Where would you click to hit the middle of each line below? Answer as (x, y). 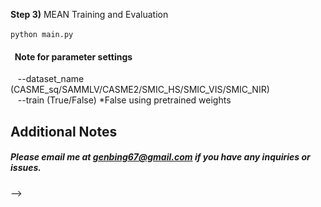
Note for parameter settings (73, 56)
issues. (26, 168)
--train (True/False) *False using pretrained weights (124, 100)
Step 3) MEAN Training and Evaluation (89, 14)
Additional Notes (64, 131)
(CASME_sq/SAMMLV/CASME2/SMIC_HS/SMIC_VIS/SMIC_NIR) (140, 90)
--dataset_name (51, 79)
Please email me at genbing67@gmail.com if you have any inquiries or (160, 157)
